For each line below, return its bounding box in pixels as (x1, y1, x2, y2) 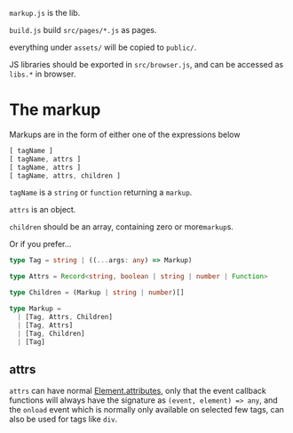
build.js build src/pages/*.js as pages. (9, 25, 157, 35)
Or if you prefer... (9, 239, 72, 250)
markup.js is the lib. (9, 8, 81, 18)
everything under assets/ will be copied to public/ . (9, 42, 197, 52)
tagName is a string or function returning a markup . (9, 187, 193, 198)
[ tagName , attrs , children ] (9, 171, 122, 180)
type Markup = (9, 304, 62, 314)
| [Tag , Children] (17, 329, 86, 338)
